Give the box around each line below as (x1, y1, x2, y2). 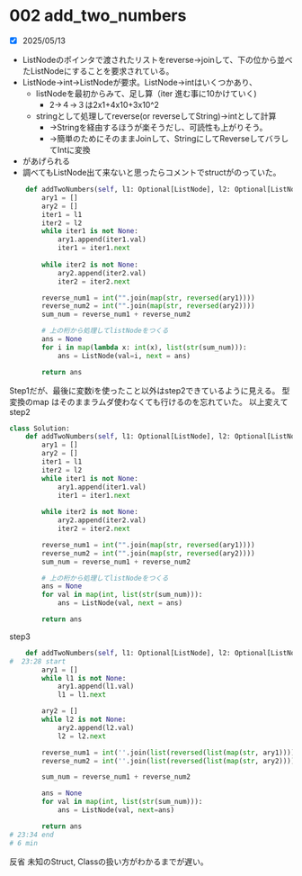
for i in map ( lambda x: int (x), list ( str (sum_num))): (41, 343, 247, 352)
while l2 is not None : (41, 715, 127, 724)
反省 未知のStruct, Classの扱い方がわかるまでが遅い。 (9, 856, 209, 867)
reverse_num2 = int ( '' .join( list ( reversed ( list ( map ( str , (41, 756, 260, 765)
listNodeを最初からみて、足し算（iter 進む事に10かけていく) (35, 88, 258, 99)
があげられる (22, 156, 70, 167)
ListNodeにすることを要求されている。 (30, 66, 174, 77)
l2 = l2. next (57, 731, 106, 741)
